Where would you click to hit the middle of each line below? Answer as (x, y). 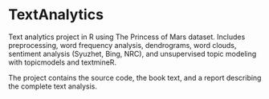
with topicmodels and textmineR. (63, 62)
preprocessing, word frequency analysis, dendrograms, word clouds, (122, 45)
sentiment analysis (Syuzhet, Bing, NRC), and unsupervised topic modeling (132, 53)
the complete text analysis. (53, 86)
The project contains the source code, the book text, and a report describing (135, 77)
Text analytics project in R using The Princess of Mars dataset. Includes (127, 37)
